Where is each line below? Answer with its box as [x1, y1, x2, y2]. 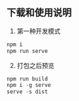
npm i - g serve [6, 82, 51, 89]
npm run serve [6, 47, 49, 54]
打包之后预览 [16, 61, 54, 69]
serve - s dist [6, 88, 49, 95]
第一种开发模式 [16, 27, 61, 35]
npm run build [6, 75, 49, 83]
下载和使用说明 [6, 6, 72, 19]
